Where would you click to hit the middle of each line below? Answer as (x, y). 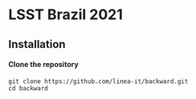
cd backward (28, 88)
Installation (37, 44)
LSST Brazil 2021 (65, 15)
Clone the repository (43, 65)
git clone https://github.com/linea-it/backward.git (98, 81)
